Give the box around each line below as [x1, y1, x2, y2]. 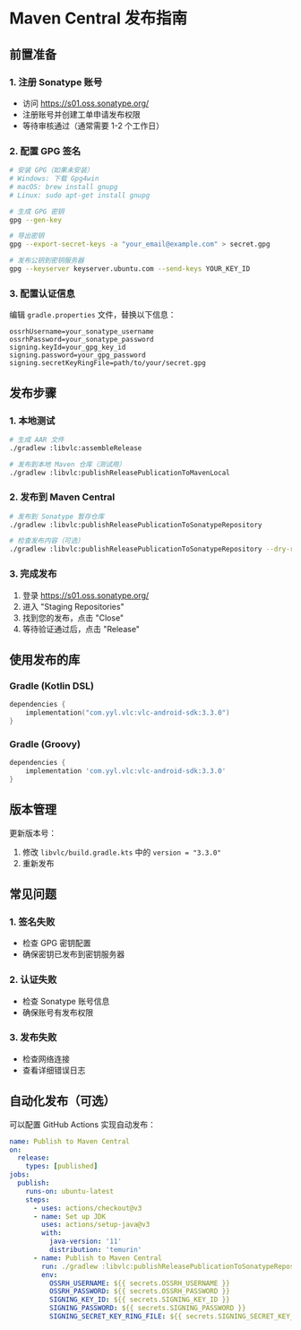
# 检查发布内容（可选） [9, 536, 85, 545]
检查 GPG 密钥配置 [21, 938, 91, 949]
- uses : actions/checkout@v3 [32, 1204, 142, 1213]
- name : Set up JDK [32, 1212, 106, 1221]
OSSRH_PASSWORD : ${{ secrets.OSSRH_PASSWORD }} [48, 1287, 230, 1296]
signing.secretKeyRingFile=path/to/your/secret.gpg [9, 359, 206, 368]
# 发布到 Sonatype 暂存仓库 [9, 512, 105, 521]
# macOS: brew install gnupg [9, 182, 118, 191]
